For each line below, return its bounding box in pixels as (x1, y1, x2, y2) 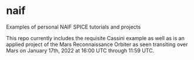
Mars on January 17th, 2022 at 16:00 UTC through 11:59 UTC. (6, 47, 155, 54)
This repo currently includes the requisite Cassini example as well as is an (6, 34, 185, 41)
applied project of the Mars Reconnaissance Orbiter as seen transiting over (6, 41, 188, 48)
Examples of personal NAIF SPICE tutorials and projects (6, 23, 141, 30)
